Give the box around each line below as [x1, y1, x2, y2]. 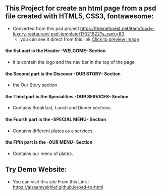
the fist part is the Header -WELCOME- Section [5, 48, 106, 54]
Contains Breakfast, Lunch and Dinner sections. [12, 105, 112, 111]
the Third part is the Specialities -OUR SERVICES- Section [5, 93, 129, 99]
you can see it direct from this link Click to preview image [20, 36, 140, 42]
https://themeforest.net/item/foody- [80, 25, 155, 31]
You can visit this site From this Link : [12, 178, 90, 184]
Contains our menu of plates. [12, 150, 73, 157]
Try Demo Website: [5, 165, 67, 174]
